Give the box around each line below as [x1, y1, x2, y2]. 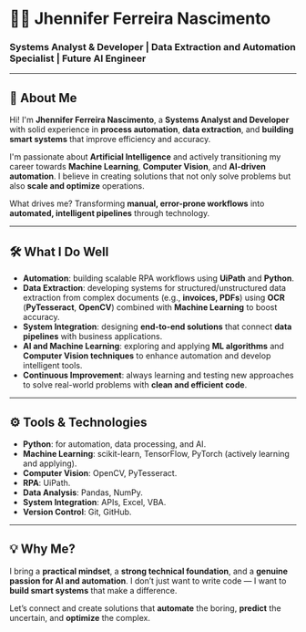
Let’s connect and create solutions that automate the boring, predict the [9, 602, 281, 614]
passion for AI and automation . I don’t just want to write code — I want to [9, 575, 287, 586]
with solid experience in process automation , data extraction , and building [9, 124, 294, 135]
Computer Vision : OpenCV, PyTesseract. [22, 467, 178, 478]
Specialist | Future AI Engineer [9, 52, 147, 65]
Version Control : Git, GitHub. [22, 506, 132, 517]
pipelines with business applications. [22, 331, 163, 342]
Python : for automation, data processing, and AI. [22, 438, 207, 450]
